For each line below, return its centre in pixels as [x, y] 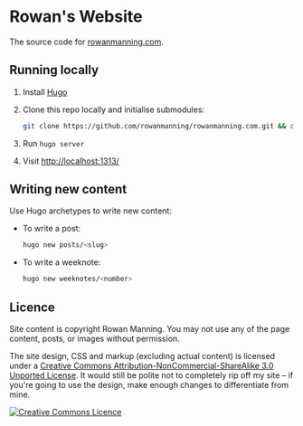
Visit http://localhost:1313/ [71, 161]
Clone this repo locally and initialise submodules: [114, 109]
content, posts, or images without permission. [95, 338]
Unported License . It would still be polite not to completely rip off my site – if [151, 375]
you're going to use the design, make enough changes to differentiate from [149, 385]
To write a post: [52, 229]
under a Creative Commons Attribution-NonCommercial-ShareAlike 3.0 [142, 365]
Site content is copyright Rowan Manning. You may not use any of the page [150, 329]
